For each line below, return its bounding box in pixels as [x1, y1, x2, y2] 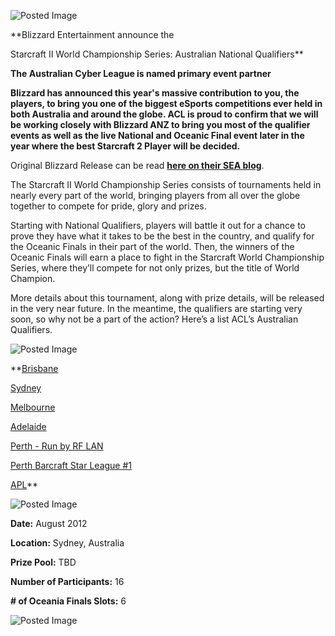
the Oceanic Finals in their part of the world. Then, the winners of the [10, 241, 295, 252]
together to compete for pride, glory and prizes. [10, 200, 207, 212]
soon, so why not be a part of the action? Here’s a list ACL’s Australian [10, 313, 299, 325]
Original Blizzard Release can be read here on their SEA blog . [10, 160, 265, 171]
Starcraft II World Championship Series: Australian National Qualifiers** [10, 48, 304, 60]
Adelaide [10, 421, 47, 432]
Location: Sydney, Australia [10, 537, 125, 549]
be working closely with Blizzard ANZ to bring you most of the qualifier [10, 119, 311, 130]
